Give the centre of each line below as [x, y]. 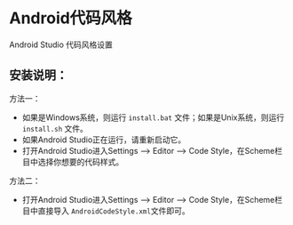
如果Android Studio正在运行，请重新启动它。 [104, 140]
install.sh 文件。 [55, 128]
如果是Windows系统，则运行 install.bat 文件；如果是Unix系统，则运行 [153, 117]
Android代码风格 [71, 18]
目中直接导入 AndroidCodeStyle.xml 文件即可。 [106, 211]
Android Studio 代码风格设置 [61, 44]
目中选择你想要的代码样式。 [73, 162]
